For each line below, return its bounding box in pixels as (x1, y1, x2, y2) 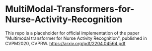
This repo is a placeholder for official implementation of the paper (5, 30, 140, 36)
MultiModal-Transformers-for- (5, 3, 135, 15)
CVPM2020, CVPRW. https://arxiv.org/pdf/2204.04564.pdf (5, 40, 126, 46)
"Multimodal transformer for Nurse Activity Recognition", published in (5, 35, 148, 41)
